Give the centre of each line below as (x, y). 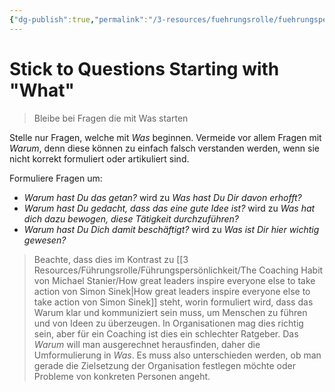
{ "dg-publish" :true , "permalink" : (79, 19)
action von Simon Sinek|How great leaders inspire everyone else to (172, 291)
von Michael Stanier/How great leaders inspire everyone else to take (174, 280)
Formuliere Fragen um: (56, 178)
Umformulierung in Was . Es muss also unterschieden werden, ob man (177, 355)
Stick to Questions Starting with (144, 68)
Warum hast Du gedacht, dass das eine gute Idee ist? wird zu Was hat (169, 208)
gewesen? (45, 240)
